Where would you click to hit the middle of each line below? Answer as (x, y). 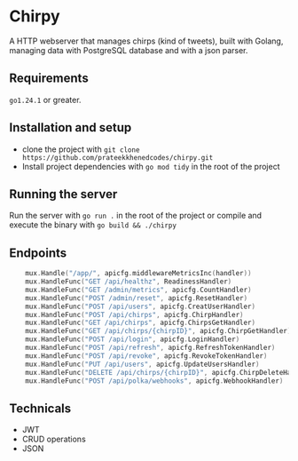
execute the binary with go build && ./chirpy (93, 225)
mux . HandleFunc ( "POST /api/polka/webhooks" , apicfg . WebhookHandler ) (154, 381)
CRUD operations (54, 439)
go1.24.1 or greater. (45, 99)
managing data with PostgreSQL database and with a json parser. (129, 50)
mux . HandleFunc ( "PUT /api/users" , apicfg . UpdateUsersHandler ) (142, 364)
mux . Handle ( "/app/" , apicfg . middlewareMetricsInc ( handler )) (138, 274)
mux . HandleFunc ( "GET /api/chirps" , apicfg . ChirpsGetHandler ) (140, 323)
